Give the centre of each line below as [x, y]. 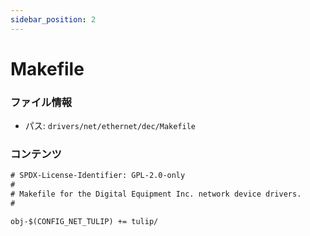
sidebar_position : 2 [53, 19]
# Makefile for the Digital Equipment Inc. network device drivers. [156, 194]
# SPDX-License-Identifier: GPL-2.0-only [98, 176]
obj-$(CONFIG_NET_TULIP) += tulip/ [84, 221]
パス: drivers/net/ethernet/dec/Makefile [110, 126]
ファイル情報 [41, 102]
